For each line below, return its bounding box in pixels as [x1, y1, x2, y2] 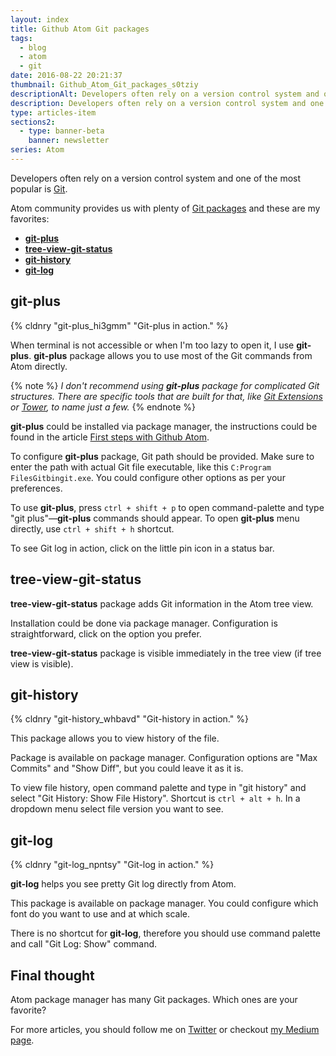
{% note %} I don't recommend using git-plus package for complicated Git [10, 379, 320, 391]
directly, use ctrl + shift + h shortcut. [10, 522, 175, 535]
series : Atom [10, 145, 65, 155]
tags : [10, 33, 33, 43]
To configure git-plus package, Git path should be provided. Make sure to [10, 450, 315, 462]
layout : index [10, 14, 70, 25]
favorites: [10, 212, 50, 225]
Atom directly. [10, 360, 68, 372]
